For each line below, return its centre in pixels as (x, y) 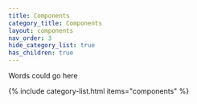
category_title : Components (55, 23)
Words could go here (43, 76)
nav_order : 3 (30, 38)
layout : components (41, 30)
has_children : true (41, 53)
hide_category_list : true (51, 46)
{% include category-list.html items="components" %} (99, 91)
